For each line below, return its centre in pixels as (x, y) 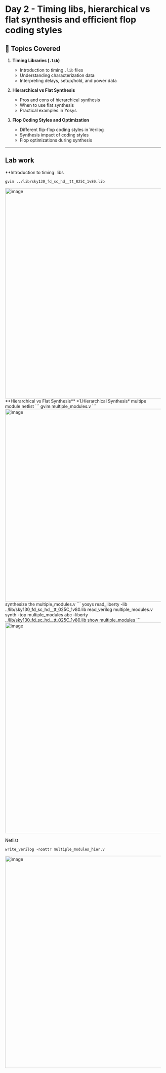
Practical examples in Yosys (48, 110)
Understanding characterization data (57, 75)
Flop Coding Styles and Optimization (51, 120)
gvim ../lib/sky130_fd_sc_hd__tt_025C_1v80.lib (55, 181)
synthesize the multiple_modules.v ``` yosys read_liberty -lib (66, 604)
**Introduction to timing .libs (35, 172)
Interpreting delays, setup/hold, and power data (68, 81)
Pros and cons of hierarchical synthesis (60, 100)
